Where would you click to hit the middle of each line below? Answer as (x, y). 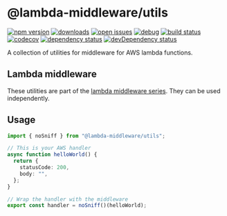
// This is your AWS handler (49, 148)
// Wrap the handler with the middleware (68, 199)
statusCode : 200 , (45, 168)
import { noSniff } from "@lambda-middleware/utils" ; (87, 136)
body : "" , (34, 174)
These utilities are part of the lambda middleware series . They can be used (114, 90)
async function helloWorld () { (52, 155)
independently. (28, 98)
